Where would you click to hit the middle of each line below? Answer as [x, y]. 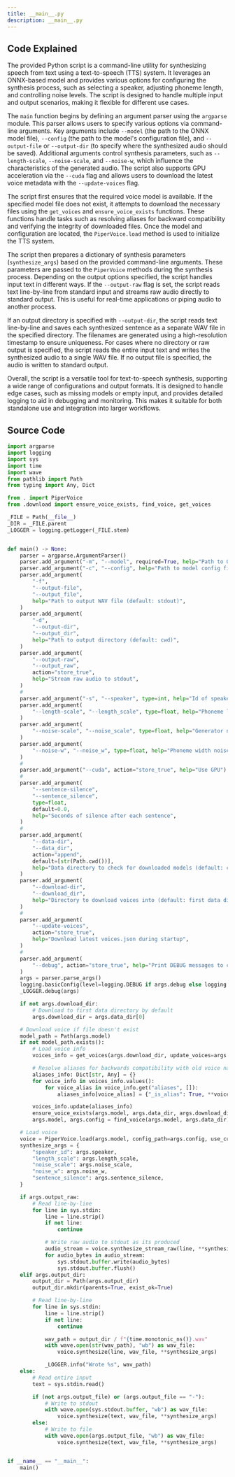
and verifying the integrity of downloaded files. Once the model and [105, 226]
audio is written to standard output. [58, 365]
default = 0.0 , [51, 809]
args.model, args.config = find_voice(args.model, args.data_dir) [131, 1120]
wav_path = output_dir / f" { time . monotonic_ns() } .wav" [126, 1339]
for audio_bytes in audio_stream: [95, 1255]
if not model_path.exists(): [62, 1043]
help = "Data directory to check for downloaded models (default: [128, 868]
